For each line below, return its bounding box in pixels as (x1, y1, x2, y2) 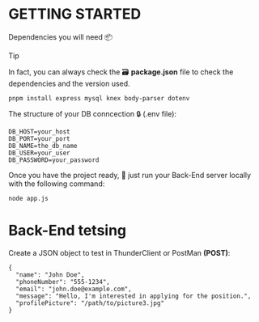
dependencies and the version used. (8, 78, 131, 88)
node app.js (8, 194, 49, 202)
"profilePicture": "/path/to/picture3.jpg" (15, 299, 164, 307)
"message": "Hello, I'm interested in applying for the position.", (15, 292, 252, 300)
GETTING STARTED (8, 5, 142, 23)
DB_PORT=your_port (8, 134, 70, 142)
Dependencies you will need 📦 (8, 32, 113, 41)
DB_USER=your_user (8, 149, 70, 157)
